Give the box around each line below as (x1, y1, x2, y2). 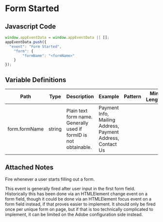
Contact (98, 140, 117, 147)
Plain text (66, 107, 88, 114)
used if (66, 125, 82, 132)
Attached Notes (5, 163, 54, 171)
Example (98, 93, 119, 100)
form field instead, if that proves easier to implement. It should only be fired (5, 201, 156, 207)
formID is (66, 132, 87, 138)
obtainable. (66, 144, 92, 151)
